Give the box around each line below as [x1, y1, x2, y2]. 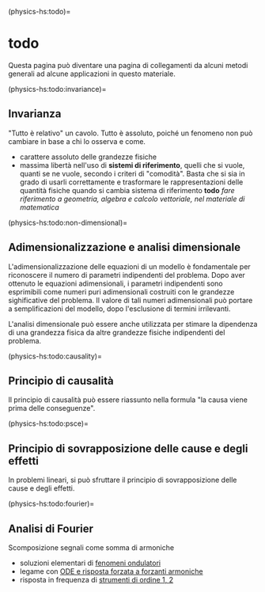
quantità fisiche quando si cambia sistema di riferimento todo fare [19, 185, 235, 195]
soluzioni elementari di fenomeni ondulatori [19, 558, 161, 567]
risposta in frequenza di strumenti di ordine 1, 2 [19, 575, 174, 584]
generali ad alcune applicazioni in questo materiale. [8, 69, 176, 78]
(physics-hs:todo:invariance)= [8, 84, 107, 93]
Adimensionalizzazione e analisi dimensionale [8, 241, 241, 254]
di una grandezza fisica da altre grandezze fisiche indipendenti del [8, 328, 225, 337]
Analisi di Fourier [8, 522, 93, 535]
